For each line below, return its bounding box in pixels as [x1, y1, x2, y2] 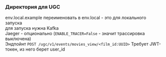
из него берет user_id [19, 46, 65, 53]
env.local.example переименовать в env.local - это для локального [5, 15, 147, 21]
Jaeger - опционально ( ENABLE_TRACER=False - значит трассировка [5, 31, 145, 37]
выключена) [5, 36, 31, 42]
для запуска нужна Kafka [5, 25, 59, 31]
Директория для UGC [5, 3, 61, 10]
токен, [5, 46, 19, 53]
